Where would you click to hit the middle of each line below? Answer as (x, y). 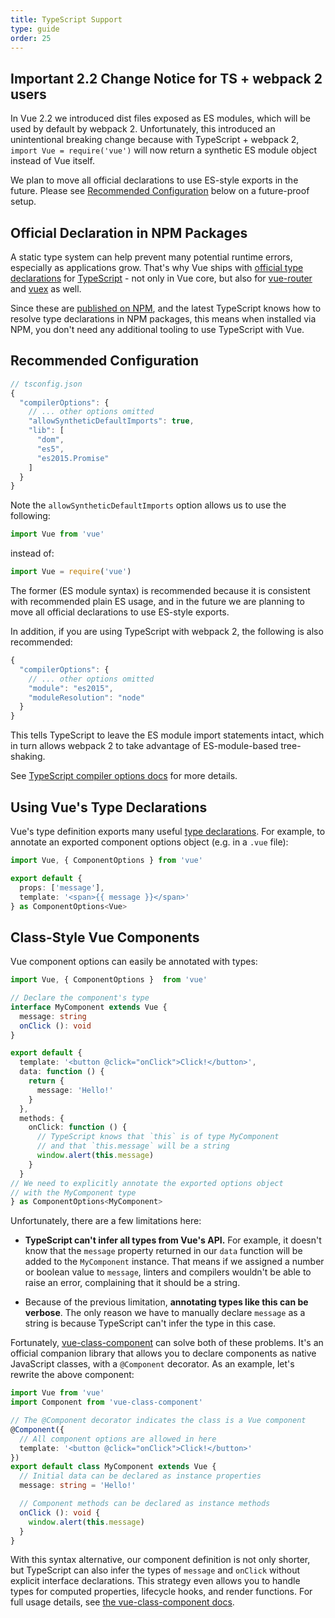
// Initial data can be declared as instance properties (140, 1476)
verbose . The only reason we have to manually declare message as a (165, 1313)
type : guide (35, 29)
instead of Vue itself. (52, 161)
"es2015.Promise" (73, 458)
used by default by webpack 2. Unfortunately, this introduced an (143, 129)
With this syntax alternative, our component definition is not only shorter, (160, 1560)
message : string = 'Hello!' (78, 1486)
